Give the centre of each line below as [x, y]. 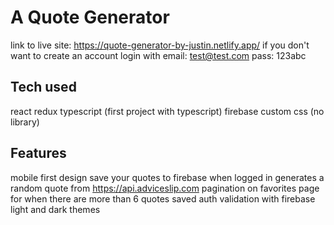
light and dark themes [55, 209]
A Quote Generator [90, 17]
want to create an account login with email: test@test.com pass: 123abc [158, 55]
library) [25, 122]
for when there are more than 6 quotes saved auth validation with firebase [163, 198]
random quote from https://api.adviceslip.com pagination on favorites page [165, 188]
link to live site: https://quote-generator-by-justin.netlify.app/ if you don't [160, 45]
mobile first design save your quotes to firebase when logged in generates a [167, 177]
